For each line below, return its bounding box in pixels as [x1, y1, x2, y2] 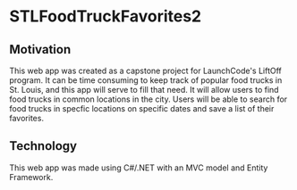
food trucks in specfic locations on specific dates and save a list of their [9, 103, 275, 113]
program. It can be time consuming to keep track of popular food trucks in [9, 75, 283, 86]
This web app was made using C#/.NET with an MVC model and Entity [9, 162, 268, 173]
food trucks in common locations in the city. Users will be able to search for [9, 94, 288, 104]
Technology [9, 138, 78, 153]
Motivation [9, 42, 72, 57]
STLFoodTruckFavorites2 [9, 6, 202, 27]
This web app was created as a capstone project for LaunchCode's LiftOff [9, 65, 282, 76]
